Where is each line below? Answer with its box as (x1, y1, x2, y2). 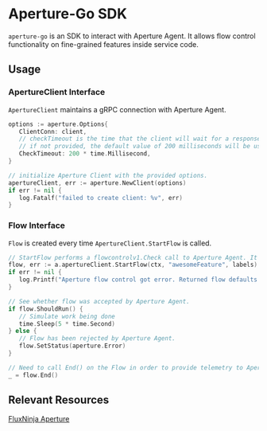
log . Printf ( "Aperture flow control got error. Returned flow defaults (18, 276, 258, 284)
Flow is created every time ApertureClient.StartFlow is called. (8, 238, 212, 248)
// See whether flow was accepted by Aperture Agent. (8, 297, 191, 305)
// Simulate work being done (18, 312, 115, 320)
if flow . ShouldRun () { (8, 304, 83, 313)
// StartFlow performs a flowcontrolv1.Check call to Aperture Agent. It (8, 253, 258, 261)
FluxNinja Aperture (8, 414, 70, 424)
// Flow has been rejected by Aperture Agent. (18, 335, 176, 343)
